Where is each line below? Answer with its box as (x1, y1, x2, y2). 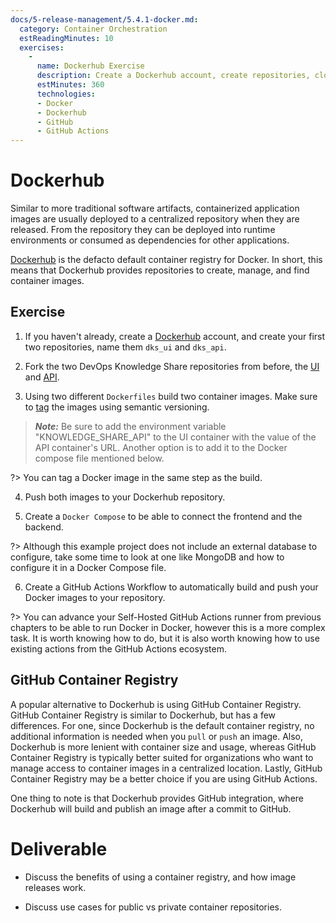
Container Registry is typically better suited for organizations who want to (10, 751, 314, 763)
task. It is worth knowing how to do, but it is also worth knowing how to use (10, 632, 320, 644)
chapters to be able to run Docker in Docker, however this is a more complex (10, 621, 326, 633)
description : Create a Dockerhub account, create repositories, (36, 71, 311, 81)
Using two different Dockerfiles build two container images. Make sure (24, 390, 318, 402)
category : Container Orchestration (19, 24, 168, 34)
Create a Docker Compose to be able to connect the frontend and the (24, 510, 303, 522)
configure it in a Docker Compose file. (10, 561, 167, 573)
